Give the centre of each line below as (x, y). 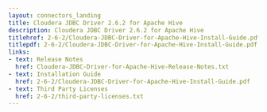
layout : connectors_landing (55, 15)
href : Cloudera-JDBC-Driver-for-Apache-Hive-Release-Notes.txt (122, 67)
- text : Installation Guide (55, 74)
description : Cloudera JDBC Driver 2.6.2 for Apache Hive (106, 30)
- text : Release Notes (46, 60)
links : (19, 52)
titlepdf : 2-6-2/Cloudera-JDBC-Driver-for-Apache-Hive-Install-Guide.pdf (133, 45)
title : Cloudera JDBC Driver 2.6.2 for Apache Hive (95, 23)
